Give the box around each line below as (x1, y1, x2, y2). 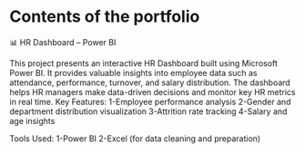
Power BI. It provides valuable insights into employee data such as (9, 67, 258, 78)
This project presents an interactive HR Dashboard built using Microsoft (9, 57, 278, 69)
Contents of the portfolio (9, 6, 200, 27)
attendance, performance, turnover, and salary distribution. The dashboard (9, 77, 291, 88)
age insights (9, 115, 56, 126)
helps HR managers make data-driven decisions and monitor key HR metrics (9, 86, 296, 97)
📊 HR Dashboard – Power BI (9, 36, 117, 47)
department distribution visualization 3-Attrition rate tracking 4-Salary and (9, 106, 288, 117)
